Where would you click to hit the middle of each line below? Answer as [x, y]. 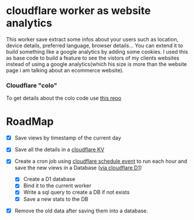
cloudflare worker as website [79, 11]
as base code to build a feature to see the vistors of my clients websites [93, 58]
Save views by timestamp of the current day [68, 138]
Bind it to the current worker [57, 186]
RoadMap [30, 122]
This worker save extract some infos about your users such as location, [92, 39]
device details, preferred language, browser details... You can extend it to [95, 46]
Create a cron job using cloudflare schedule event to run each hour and [101, 161]
